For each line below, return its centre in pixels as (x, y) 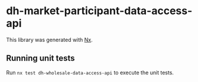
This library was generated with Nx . (49, 40)
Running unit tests (40, 58)
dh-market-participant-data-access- (99, 11)
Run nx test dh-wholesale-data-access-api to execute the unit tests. (90, 73)
